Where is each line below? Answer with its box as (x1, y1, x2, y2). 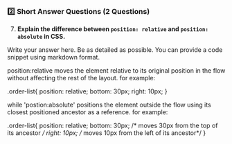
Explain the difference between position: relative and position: (17, 25, 209, 33)
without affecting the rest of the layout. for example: (7, 74, 156, 82)
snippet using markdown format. (7, 53, 100, 62)
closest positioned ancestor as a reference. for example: (7, 108, 168, 116)
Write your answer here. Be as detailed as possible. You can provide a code (7, 46, 223, 54)
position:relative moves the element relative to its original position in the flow (7, 66, 226, 75)
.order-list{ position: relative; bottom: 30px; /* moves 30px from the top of (7, 121, 218, 130)
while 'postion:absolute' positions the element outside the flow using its (7, 100, 211, 109)
